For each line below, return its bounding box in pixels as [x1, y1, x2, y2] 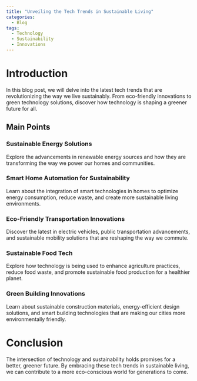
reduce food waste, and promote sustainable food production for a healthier [6, 269, 190, 276]
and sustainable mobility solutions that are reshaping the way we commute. [6, 234, 189, 241]
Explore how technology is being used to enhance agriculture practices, [6, 263, 181, 270]
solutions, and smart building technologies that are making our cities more [6, 309, 186, 316]
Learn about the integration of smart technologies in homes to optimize [6, 187, 178, 194]
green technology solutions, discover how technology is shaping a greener [6, 98, 187, 106]
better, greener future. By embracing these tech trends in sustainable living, [6, 362, 189, 369]
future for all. [6, 105, 38, 112]
